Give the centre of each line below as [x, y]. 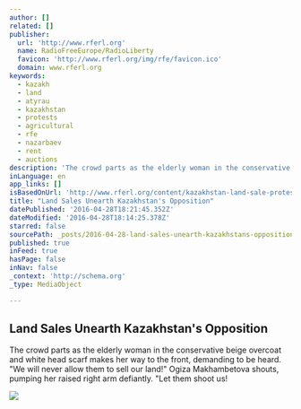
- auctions [38, 159]
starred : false [38, 226]
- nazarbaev [40, 143]
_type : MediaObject [46, 284]
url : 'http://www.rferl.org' [72, 43]
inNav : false [34, 268]
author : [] [30, 17]
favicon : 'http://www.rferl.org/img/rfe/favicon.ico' [120, 59]
